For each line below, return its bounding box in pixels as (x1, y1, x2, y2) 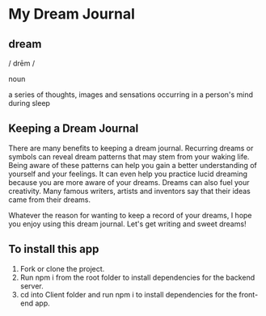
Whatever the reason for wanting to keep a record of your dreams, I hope (8, 210, 252, 220)
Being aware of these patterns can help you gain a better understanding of (8, 160, 257, 170)
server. (19, 280, 44, 291)
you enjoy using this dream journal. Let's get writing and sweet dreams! (8, 219, 247, 229)
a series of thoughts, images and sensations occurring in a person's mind (8, 90, 253, 99)
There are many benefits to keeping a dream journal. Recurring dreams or (8, 143, 254, 153)
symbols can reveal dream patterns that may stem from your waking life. (8, 151, 250, 162)
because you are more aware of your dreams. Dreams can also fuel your (8, 177, 250, 187)
